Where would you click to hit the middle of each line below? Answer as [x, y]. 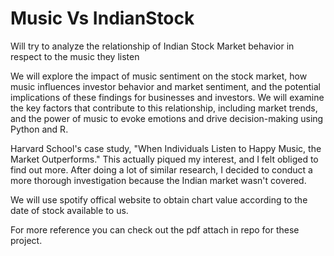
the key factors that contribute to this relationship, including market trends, [164, 108]
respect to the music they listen [75, 56]
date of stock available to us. [69, 210]
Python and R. [39, 129]
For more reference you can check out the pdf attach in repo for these [155, 229]
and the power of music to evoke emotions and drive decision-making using [167, 118]
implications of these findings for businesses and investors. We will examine [167, 97]
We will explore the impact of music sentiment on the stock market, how [159, 76]
